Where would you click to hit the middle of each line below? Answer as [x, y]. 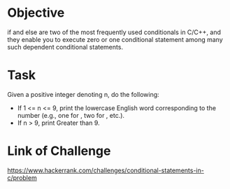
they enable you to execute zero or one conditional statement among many [115, 39]
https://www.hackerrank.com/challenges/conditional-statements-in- [106, 170]
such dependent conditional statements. [65, 47]
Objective [36, 13]
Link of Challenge [59, 151]
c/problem [22, 177]
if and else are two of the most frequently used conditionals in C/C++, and [114, 32]
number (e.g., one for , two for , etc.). [71, 115]
